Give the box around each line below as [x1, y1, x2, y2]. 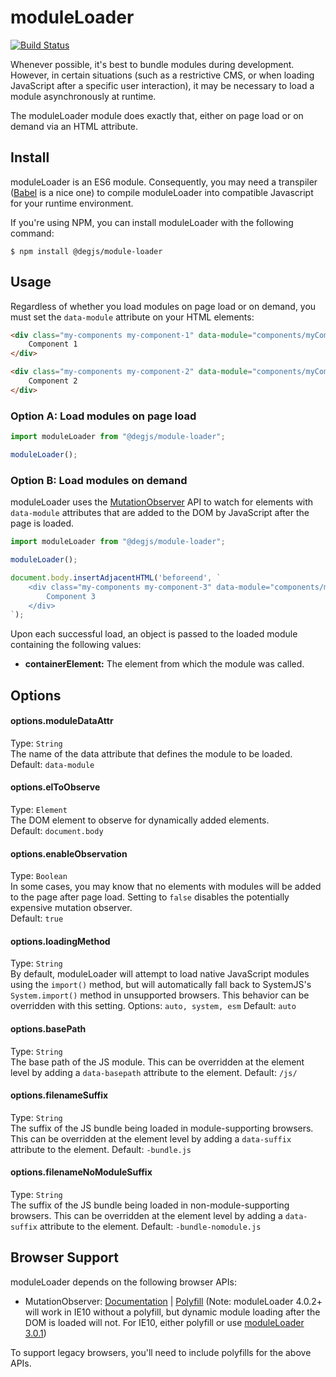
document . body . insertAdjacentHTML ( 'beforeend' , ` [10, 572, 222, 583]
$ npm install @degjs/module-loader [10, 246, 163, 256]
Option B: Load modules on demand [10, 473, 188, 487]
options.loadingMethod [10, 935, 111, 947]
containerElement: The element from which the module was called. [24, 658, 305, 670]
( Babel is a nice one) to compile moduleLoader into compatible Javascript [10, 186, 314, 198]
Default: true [10, 912, 64, 925]
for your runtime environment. [10, 197, 134, 209]
